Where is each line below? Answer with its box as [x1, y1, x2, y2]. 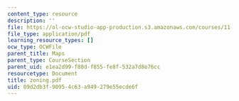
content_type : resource [7, 10, 78, 18]
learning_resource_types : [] [7, 37, 94, 44]
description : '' [7, 17, 55, 24]
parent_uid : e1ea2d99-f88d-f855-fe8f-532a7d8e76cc [7, 63, 161, 70]
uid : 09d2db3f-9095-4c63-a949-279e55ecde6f [7, 83, 139, 90]
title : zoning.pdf [7, 76, 62, 84]
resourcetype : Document [7, 70, 78, 77]
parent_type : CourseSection [7, 57, 91, 64]
